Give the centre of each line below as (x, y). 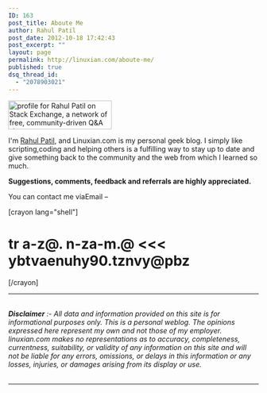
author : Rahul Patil (43, 30)
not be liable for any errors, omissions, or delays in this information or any (130, 356)
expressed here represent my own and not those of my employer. (115, 331)
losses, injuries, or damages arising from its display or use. (105, 364)
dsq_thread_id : (33, 75)
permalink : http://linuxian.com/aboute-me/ (81, 60)
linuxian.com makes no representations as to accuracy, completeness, (124, 339)
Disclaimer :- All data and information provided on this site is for (114, 314)
